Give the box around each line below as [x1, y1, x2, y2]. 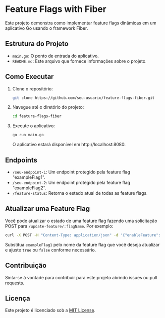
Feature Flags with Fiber [5, 3, 107, 15]
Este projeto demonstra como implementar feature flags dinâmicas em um [5, 20, 157, 26]
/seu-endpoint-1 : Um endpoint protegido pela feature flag [12, 169, 130, 175]
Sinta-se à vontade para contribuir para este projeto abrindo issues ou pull [5, 274, 158, 280]
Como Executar [5, 73, 54, 81]
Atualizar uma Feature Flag [5, 205, 90, 213]
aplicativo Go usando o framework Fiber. [5, 25, 88, 31]
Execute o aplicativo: [12, 123, 55, 129]
